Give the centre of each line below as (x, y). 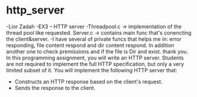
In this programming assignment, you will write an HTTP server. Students (95, 58)
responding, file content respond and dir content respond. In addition (90, 45)
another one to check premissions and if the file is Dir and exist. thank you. (97, 51)
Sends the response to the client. (55, 88)
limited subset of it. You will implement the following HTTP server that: (92, 70)
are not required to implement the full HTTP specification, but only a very (95, 64)
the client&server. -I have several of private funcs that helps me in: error (94, 39)
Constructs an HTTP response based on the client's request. (88, 81)
